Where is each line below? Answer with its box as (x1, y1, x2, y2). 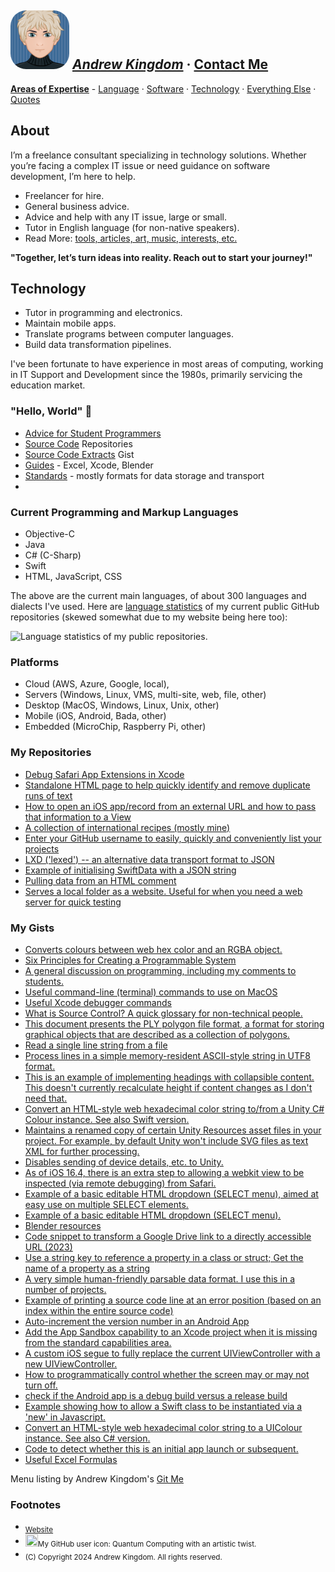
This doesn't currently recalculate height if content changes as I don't (24, 1081, 313, 1093)
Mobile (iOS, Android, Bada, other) (24, 710, 167, 722)
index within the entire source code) (24, 1304, 174, 1316)
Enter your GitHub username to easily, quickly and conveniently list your (24, 832, 322, 844)
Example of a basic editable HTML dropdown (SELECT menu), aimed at (24, 1187, 319, 1200)
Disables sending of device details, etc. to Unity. (24, 1156, 224, 1168)
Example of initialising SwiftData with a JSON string (24, 864, 237, 876)
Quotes (10, 93, 41, 105)
